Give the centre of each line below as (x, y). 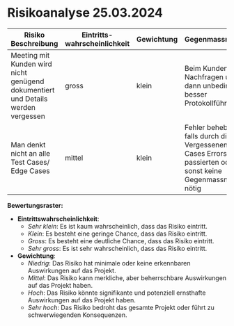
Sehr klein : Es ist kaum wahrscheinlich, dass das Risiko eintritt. (117, 226)
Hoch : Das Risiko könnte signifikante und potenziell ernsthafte (117, 293)
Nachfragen (204, 76)
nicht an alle (31, 153)
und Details (29, 99)
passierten (202, 162)
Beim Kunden (206, 68)
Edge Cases (30, 170)
